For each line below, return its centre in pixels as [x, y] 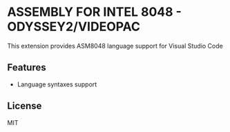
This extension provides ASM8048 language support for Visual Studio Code [115, 46]
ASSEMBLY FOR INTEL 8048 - [94, 12]
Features [27, 67]
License [25, 106]
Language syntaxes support [57, 84]
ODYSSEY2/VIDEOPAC [74, 27]
